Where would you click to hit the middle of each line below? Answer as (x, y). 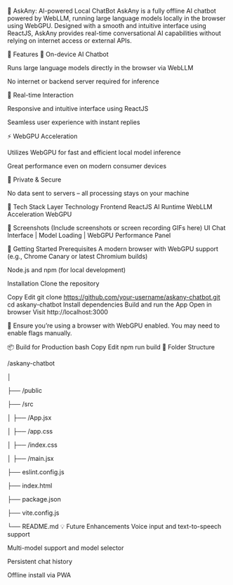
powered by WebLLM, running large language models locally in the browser (116, 18)
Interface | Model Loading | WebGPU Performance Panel (89, 235)
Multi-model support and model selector (66, 548)
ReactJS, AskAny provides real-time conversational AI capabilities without (114, 33)
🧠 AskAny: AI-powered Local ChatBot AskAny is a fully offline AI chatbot (112, 11)
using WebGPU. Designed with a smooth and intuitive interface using (107, 26)
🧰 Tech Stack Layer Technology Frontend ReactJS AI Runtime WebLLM (110, 207)
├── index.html (30, 485)
